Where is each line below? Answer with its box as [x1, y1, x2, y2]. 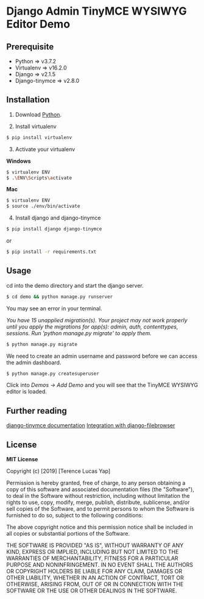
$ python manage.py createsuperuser [6, 370, 99, 377]
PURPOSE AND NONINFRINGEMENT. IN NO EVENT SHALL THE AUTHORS [6, 561, 194, 568]
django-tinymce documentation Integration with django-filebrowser [6, 422, 175, 429]
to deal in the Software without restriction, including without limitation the [6, 492, 190, 499]
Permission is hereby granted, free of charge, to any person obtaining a [6, 480, 186, 486]
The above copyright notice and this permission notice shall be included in [6, 523, 193, 531]
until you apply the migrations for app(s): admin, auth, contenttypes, [6, 323, 178, 330]
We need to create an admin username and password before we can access [6, 352, 198, 360]
